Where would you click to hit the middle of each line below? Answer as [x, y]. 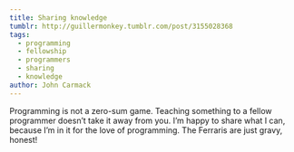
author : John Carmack [50, 85]
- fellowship [42, 52]
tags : [20, 34]
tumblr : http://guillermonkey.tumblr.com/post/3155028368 [121, 26]
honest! [24, 139]
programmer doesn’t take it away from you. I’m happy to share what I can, [147, 120]
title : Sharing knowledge [58, 18]
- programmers [44, 60]
